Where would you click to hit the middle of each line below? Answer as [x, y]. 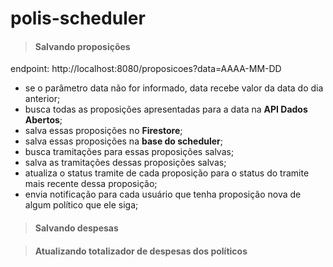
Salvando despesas [76, 228]
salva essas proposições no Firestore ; [103, 131]
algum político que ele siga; [81, 205]
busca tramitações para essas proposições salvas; [129, 152]
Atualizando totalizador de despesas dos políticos [141, 251]
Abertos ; [43, 120]
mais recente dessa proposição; [91, 184]
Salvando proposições [82, 46]
